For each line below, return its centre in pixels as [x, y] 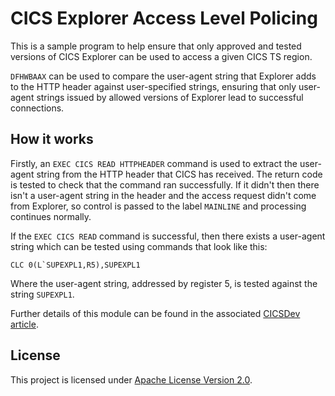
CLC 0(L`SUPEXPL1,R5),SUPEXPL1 [75, 265]
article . [24, 324]
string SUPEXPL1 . [42, 294]
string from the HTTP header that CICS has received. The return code [179, 174]
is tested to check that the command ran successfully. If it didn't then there [165, 184]
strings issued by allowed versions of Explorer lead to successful [170, 97]
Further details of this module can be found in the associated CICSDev [155, 313]
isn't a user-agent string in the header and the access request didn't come [163, 195]
